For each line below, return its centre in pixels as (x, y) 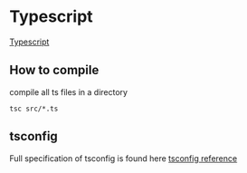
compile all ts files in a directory (69, 91)
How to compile (54, 70)
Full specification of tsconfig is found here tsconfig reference (123, 158)
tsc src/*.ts (34, 109)
